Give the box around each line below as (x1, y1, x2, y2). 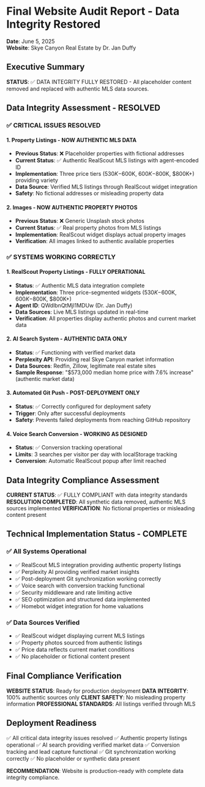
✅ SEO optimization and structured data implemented (15, 595, 151, 603)
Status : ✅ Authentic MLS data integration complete (15, 282, 145, 289)
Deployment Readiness (6, 718, 97, 728)
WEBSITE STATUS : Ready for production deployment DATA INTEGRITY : (6, 687, 188, 695)
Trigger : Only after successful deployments (15, 410, 125, 417)
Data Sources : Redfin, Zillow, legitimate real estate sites (15, 362, 156, 369)
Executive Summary (6, 62, 85, 72)
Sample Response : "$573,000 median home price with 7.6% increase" (15, 369, 194, 376)
